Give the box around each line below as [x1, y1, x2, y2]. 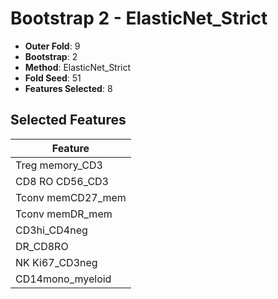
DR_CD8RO [15, 239, 69, 253]
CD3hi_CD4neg [15, 223, 88, 237]
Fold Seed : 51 [24, 72, 82, 84]
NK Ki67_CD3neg [15, 255, 98, 269]
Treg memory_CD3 [15, 158, 103, 172]
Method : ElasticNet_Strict [24, 61, 132, 73]
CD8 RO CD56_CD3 [15, 174, 109, 188]
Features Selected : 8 [24, 82, 113, 94]
